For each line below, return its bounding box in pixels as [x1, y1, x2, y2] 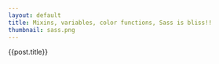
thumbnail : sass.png [8, 26, 76, 34]
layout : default [8, 11, 61, 20]
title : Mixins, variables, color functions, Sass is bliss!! [8, 19, 213, 27]
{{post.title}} [8, 48, 49, 57]
